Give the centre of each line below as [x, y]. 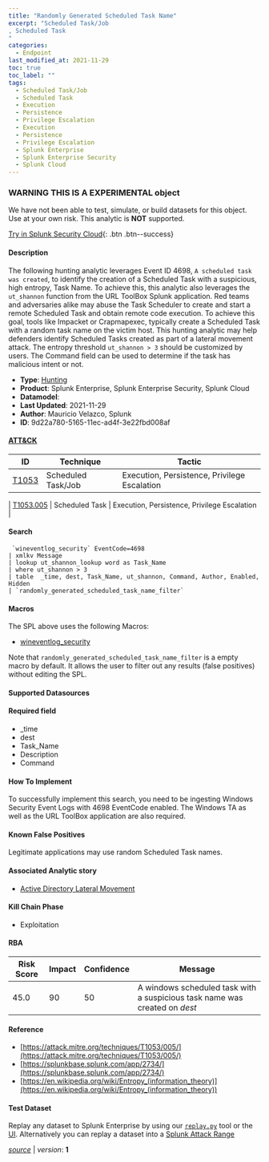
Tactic [189, 462]
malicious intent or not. [46, 364]
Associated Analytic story [53, 871]
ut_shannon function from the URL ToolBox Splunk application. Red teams [129, 296]
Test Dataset [30, 1108]
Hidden [19, 584]
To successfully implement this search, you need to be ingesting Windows [131, 799]
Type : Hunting [44, 379]
